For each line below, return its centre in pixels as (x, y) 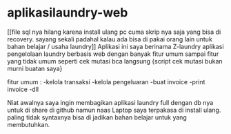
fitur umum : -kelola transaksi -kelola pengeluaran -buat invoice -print (106, 82)
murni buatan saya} (35, 68)
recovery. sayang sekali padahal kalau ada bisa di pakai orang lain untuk (110, 39)
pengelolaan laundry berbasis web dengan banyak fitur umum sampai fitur (113, 54)
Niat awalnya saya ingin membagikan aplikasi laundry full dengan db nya (110, 102)
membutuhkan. (29, 124)
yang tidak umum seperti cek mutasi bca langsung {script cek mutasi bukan (115, 61)
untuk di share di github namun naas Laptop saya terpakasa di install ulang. (114, 110)
